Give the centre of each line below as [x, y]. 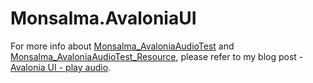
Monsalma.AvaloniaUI [103, 18]
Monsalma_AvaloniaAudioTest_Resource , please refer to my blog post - [157, 56]
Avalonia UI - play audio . [61, 67]
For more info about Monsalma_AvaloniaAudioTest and [122, 46]
